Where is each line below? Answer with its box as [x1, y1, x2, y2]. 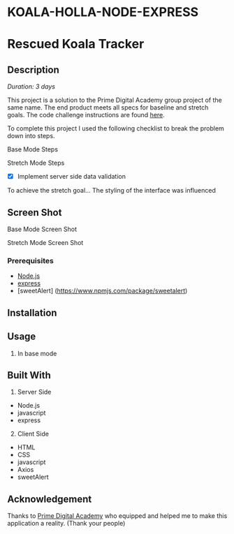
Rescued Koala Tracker [7, 36, 145, 52]
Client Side [17, 430, 49, 438]
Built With [7, 369, 51, 381]
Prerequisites [7, 255, 54, 265]
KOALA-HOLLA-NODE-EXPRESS [7, 4, 199, 20]
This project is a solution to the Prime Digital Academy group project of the [7, 96, 222, 105]
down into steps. [7, 132, 55, 140]
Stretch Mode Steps [7, 158, 65, 168]
